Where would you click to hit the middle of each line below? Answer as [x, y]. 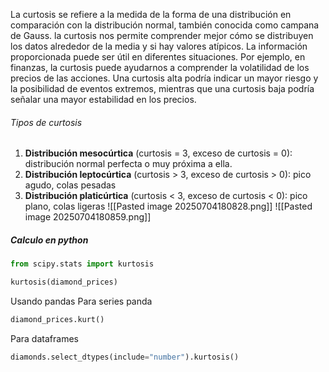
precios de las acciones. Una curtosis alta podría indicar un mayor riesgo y [164, 78]
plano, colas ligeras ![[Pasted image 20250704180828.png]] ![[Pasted [168, 206]
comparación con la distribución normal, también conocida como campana [165, 25]
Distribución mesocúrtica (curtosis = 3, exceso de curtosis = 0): [158, 153]
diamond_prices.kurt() [57, 319]
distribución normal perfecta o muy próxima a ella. [128, 164]
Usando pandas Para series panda [81, 301]
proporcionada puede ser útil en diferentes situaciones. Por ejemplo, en [158, 57]
